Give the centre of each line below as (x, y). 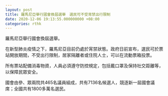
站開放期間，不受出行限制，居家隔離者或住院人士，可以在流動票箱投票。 (80, 55)
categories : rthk (23, 24)
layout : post (19, 10)
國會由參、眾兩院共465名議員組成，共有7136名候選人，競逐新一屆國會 (78, 83)
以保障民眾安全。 (23, 72)
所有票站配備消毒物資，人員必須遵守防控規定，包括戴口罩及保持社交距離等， (84, 66)
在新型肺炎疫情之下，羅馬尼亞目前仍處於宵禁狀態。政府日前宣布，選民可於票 (84, 49)
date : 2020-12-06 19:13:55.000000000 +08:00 (52, 19)
